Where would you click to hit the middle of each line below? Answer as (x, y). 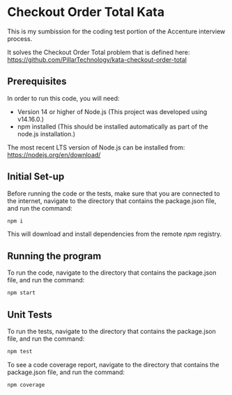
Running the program (54, 256)
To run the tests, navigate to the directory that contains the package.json (111, 331)
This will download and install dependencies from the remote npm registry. (115, 234)
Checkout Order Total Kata (86, 12)
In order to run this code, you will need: (63, 98)
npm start (22, 293)
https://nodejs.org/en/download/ (54, 154)
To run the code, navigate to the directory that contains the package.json (112, 273)
